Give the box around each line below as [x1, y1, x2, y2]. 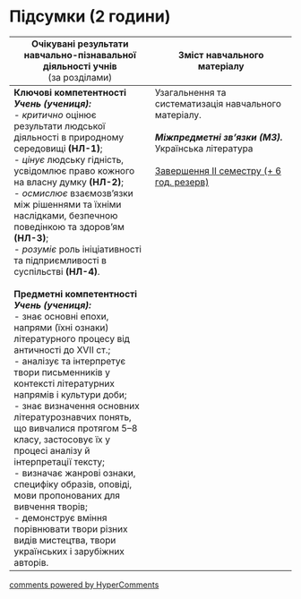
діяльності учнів [42, 60, 118, 73]
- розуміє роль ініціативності [13, 243, 142, 255]
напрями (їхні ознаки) [13, 321, 109, 333]
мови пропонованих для [13, 489, 121, 501]
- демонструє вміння [13, 511, 107, 524]
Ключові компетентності [13, 86, 127, 98]
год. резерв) [155, 175, 210, 188]
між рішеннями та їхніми [13, 198, 122, 210]
